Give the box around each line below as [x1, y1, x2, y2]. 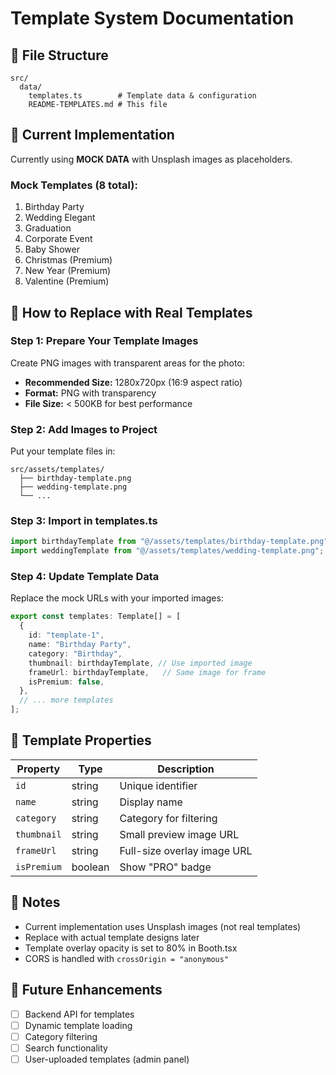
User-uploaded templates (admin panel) [24, 1053, 190, 1065]
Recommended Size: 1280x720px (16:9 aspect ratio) [24, 376, 243, 388]
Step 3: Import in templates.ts [10, 514, 158, 528]
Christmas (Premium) [24, 254, 113, 266]
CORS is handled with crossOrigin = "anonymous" [24, 952, 230, 964]
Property [16, 762, 61, 776]
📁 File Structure [10, 47, 109, 64]
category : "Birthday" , [28, 648, 123, 659]
